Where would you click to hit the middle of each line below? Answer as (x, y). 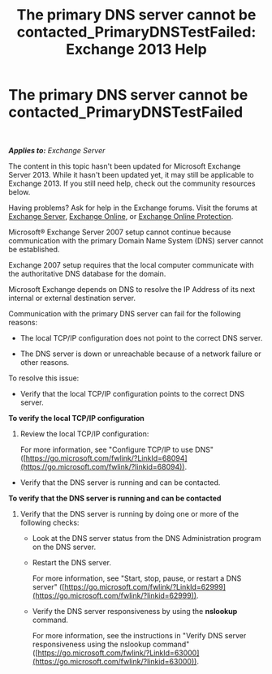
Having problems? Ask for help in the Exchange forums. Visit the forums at (133, 208)
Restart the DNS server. (72, 562)
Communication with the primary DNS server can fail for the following (125, 313)
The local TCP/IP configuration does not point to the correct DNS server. (141, 337)
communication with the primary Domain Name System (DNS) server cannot (136, 240)
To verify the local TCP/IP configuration (76, 418)
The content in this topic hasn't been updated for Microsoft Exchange (125, 166)
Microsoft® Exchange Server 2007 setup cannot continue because (120, 232)
